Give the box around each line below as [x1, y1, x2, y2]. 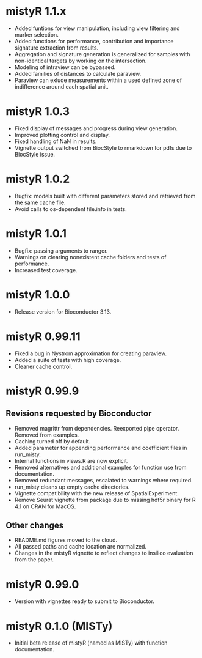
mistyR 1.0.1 [5, 227, 67, 240]
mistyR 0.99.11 [5, 329, 81, 343]
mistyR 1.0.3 [5, 105, 70, 119]
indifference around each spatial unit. [14, 83, 109, 90]
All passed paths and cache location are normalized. [14, 543, 147, 550]
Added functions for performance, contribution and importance [14, 37, 174, 45]
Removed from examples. [14, 431, 79, 438]
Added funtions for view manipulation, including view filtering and [14, 24, 181, 32]
